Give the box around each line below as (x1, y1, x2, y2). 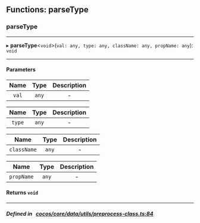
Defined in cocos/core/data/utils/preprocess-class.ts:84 (6, 210, 154, 217)
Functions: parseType (6, 5, 89, 15)
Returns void (6, 189, 39, 196)
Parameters (6, 66, 36, 73)
